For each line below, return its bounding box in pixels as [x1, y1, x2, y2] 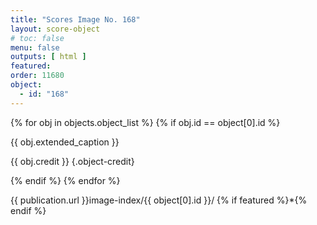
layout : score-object [10, 24, 101, 34]
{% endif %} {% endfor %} [10, 174, 121, 186]
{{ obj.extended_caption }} [10, 136, 120, 148]
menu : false [10, 42, 60, 53]
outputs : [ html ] [10, 52, 87, 62]
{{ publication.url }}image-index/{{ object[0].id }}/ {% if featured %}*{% [10, 194, 308, 206]
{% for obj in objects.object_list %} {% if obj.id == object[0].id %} [10, 116, 281, 128]
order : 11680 [10, 71, 65, 81]
